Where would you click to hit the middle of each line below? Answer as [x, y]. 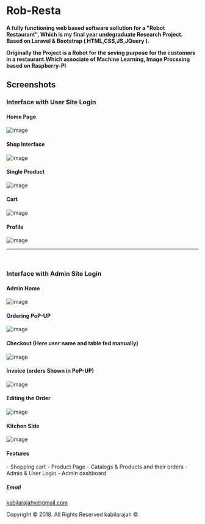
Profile [15, 227]
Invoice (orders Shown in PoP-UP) [50, 371]
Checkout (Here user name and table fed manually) [72, 343]
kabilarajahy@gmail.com [37, 503]
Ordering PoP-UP [28, 315]
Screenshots [31, 85]
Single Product [25, 172]
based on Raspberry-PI [36, 65]
